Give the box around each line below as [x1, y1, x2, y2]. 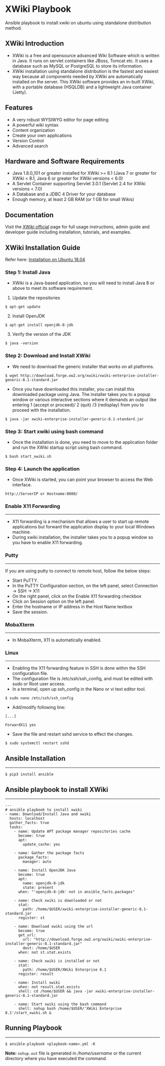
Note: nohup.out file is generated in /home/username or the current [5, 1050, 141, 1056]
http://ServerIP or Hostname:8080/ [5, 491, 78, 497]
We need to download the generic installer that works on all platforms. [12, 363, 155, 369]
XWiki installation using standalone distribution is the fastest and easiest [12, 68, 159, 74]
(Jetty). [12, 89, 27, 95]
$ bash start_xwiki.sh [5, 454, 52, 459]
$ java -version [5, 341, 38, 346]
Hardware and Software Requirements [5, 157, 125, 165]
